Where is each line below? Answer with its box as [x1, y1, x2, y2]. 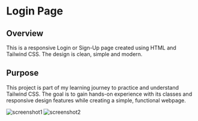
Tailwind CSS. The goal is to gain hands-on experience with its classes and [6, 90, 193, 98]
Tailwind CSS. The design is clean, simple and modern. [6, 51, 143, 58]
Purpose [6, 68, 39, 78]
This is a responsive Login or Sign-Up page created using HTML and [6, 44, 176, 51]
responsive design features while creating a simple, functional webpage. [6, 96, 187, 104]
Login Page [6, 4, 63, 18]
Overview [6, 28, 44, 39]
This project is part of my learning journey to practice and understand [6, 84, 179, 91]
